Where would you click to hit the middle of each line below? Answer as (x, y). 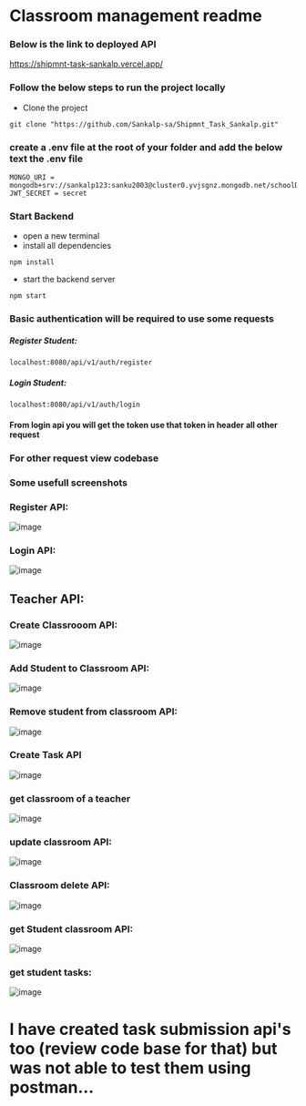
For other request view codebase (84, 458)
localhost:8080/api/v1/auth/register (81, 363)
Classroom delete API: (60, 886)
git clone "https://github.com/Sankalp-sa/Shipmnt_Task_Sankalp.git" (144, 124)
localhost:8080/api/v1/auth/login (75, 405)
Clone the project (55, 108)
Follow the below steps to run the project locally (117, 87)
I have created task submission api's (150, 1029)
